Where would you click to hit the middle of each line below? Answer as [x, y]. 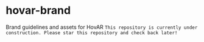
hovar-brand [38, 10]
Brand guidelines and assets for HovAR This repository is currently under [102, 27]
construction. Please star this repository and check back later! [92, 33]
